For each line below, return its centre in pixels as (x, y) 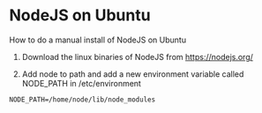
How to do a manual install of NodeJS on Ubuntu (98, 40)
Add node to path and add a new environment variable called (133, 74)
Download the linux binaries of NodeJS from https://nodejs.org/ (138, 56)
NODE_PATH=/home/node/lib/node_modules (82, 99)
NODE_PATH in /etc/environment (81, 83)
